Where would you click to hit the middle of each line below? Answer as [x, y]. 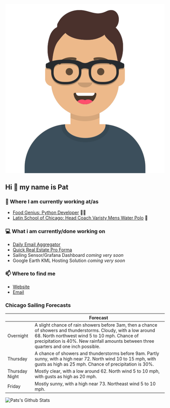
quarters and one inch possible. [67, 346]
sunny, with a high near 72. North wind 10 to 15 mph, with [95, 359]
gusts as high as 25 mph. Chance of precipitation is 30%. [94, 364]
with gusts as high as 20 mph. [66, 377]
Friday [14, 386]
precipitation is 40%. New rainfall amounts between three [94, 341]
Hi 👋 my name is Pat [37, 187]
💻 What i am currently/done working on [55, 232]
